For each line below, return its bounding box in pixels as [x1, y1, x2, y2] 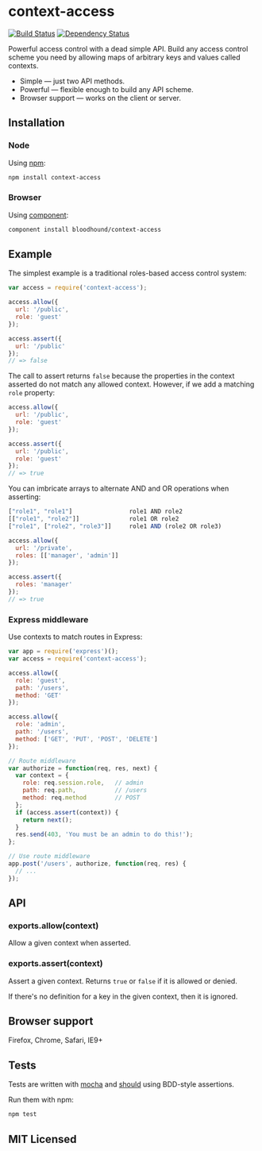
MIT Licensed [8, 1132, 77, 1145]
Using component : [8, 210, 69, 220]
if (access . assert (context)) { [15, 808, 119, 816]
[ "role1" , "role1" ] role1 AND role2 [8, 507, 183, 516]
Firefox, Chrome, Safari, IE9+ [8, 1035, 103, 1045]
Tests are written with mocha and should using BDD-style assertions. [8, 1080, 234, 1089]
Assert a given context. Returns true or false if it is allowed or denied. [8, 976, 238, 986]
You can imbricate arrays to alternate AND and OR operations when [8, 483, 229, 494]
